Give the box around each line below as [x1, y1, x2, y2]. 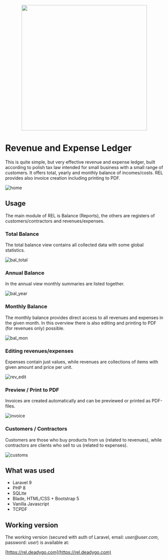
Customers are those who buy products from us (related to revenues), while [5, 437, 162, 443]
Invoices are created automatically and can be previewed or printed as [5, 398, 151, 404]
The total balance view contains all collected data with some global [5, 242, 144, 248]
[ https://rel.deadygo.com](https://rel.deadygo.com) [5, 549, 111, 555]
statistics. [5, 247, 25, 253]
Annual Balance [5, 269, 45, 276]
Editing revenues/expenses [5, 347, 74, 354]
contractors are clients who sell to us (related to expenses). [5, 442, 128, 448]
